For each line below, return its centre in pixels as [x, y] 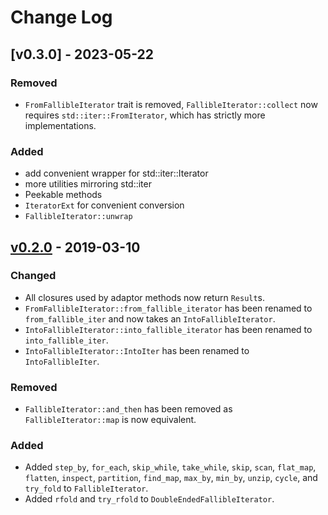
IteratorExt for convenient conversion [104, 205]
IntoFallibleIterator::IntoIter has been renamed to [137, 350]
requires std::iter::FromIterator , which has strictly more [145, 115]
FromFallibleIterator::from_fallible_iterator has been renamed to [168, 308]
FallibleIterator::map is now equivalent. [110, 420]
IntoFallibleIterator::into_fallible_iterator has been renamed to [168, 329]
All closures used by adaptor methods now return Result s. [145, 297]
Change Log [61, 17]
